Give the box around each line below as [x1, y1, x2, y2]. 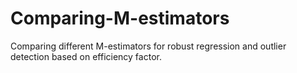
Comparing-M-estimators [10, 7, 230, 30]
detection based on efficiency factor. [10, 50, 162, 62]
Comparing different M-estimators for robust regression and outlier [10, 40, 287, 52]
